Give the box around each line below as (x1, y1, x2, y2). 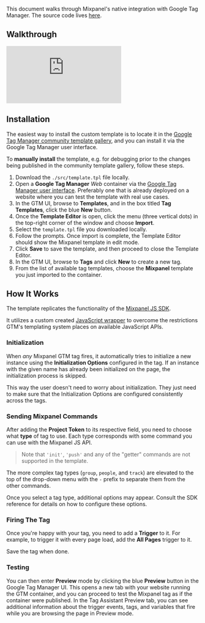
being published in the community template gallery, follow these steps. (6, 161, 185, 169)
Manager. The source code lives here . (6, 12, 102, 19)
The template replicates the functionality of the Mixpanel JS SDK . (6, 305, 171, 312)
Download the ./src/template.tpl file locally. (15, 174, 130, 181)
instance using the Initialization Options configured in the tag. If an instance (6, 359, 199, 366)
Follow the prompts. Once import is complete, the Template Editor (15, 232, 181, 239)
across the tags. (6, 397, 47, 404)
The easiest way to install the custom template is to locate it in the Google (6, 130, 192, 138)
